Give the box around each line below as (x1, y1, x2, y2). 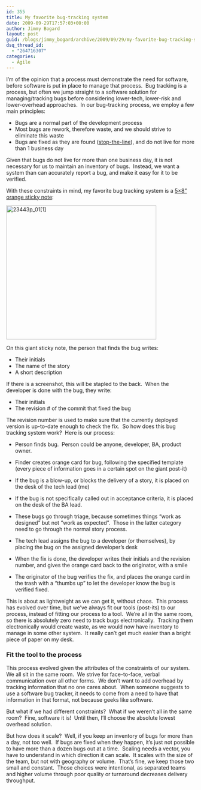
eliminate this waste (14, 131, 64, 139)
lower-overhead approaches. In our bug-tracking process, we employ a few (6, 101, 194, 108)
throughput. (6, 777, 35, 784)
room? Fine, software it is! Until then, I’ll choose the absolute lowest (6, 714, 175, 721)
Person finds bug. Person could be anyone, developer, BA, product (14, 441, 181, 448)
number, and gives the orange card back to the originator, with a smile (14, 561, 188, 568)
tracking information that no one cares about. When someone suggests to (6, 683, 190, 690)
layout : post (6, 31, 39, 37)
